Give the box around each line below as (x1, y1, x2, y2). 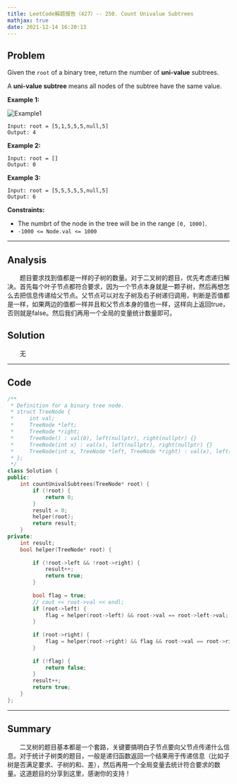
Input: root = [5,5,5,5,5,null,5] (7, 188, 109, 195)
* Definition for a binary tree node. (10, 402, 125, 409)
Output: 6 (7, 193, 37, 201)
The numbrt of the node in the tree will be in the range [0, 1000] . (17, 219, 207, 228)
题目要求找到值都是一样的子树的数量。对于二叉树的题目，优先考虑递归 (20, 274, 224, 282)
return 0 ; (44, 494, 74, 501)
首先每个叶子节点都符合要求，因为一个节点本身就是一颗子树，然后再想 (19, 283, 224, 290)
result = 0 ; (32, 507, 68, 514)
